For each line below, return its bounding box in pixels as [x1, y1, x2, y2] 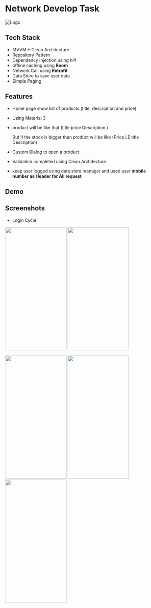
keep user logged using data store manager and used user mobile [12, 168, 146, 174]
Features [5, 92, 33, 101]
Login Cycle [12, 217, 37, 223]
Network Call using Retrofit [12, 68, 68, 73]
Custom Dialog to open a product [12, 149, 79, 155]
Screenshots [5, 204, 45, 212]
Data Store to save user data [12, 72, 70, 79]
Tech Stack [5, 34, 40, 42]
